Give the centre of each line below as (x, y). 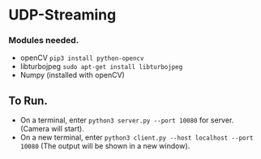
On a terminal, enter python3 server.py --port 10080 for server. (127, 120)
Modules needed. (44, 41)
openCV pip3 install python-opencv (82, 58)
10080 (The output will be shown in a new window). (105, 146)
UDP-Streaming (62, 15)
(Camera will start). (52, 129)
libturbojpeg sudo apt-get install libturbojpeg (101, 67)
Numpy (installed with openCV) (73, 75)
